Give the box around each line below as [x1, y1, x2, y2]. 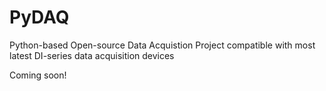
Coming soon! [9, 69, 67, 81]
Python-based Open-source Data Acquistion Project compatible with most [9, 39, 316, 51]
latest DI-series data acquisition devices [9, 49, 175, 61]
